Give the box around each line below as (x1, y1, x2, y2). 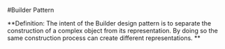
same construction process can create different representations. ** (7, 34, 201, 42)
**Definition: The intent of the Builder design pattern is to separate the (7, 19, 212, 27)
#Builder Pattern (7, 6, 55, 14)
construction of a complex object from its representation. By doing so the (7, 27, 218, 35)
